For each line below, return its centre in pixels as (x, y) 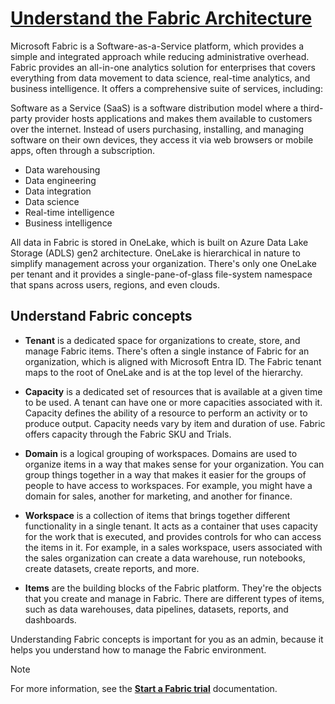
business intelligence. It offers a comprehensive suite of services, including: (166, 88)
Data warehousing (62, 169)
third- (312, 108)
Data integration (58, 191)
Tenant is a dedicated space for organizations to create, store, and (162, 340)
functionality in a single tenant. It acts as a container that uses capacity (171, 526)
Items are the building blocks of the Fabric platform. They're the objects (173, 588)
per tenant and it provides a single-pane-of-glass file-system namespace (161, 274)
